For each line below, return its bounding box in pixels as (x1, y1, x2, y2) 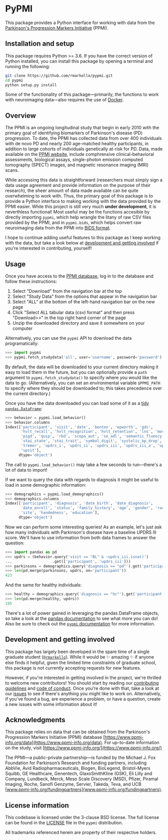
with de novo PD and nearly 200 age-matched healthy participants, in (5, 141, 149, 147)
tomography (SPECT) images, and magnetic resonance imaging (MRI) (5, 162, 149, 168)
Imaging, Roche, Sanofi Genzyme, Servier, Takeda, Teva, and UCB (5, 781, 141, 787)
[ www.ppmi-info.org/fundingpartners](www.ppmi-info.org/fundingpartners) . (5, 786, 162, 792)
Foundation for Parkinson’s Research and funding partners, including (5, 760, 147, 766)
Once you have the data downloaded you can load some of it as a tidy (5, 400, 149, 406)
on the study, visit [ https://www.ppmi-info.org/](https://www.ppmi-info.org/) (5, 745, 162, 751)
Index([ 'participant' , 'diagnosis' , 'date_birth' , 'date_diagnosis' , (5, 501, 153, 506)
